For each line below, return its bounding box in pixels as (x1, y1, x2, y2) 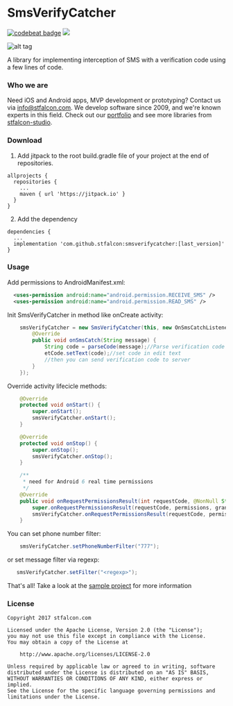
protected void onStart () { (19, 401, 101, 409)
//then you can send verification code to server (44, 356, 191, 363)
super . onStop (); (32, 446, 79, 453)
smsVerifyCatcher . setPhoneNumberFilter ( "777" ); (19, 543, 159, 550)
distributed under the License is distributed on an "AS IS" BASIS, (7, 669, 209, 676)
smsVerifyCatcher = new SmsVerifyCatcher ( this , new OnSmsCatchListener (19, 324, 231, 331)
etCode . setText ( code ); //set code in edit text (44, 350, 182, 357)
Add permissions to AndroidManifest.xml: (7, 278, 126, 286)
